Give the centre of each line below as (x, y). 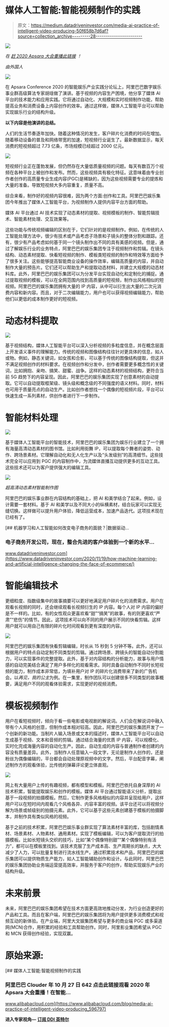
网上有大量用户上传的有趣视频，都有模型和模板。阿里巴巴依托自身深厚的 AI (83, 785)
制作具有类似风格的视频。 (45, 816)
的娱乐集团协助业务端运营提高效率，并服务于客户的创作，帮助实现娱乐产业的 (84, 865)
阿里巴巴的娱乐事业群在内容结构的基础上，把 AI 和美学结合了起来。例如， (81, 498)
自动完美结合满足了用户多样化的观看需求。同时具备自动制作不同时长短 (87, 665)
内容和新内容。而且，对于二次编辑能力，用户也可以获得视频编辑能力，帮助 (87, 292)
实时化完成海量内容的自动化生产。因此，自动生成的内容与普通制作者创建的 (82, 746)
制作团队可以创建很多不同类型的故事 (122, 678)
